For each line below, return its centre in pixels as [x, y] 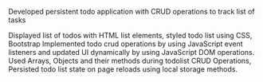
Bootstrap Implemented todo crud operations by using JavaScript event [126, 44]
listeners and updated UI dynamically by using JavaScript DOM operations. [131, 52]
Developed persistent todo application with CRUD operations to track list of [131, 12]
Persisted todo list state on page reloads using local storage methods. [123, 69]
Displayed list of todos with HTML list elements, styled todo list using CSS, [130, 35]
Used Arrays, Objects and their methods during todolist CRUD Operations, [130, 61]
